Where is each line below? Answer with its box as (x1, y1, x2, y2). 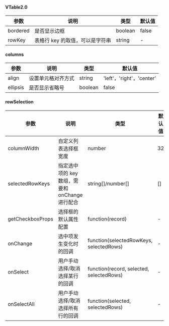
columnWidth (8, 144, 39, 151)
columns (5, 51, 24, 58)
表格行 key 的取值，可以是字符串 (34, 37, 112, 44)
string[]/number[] (88, 180, 129, 187)
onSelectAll (8, 300, 35, 307)
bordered (8, 27, 30, 34)
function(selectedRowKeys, (88, 237, 153, 244)
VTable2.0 (5, 4, 28, 10)
